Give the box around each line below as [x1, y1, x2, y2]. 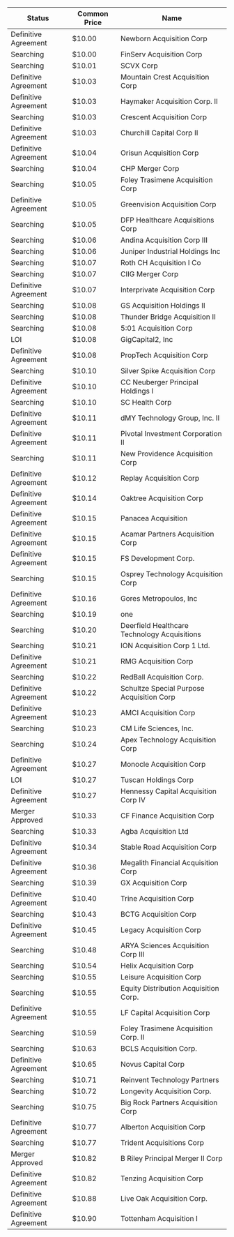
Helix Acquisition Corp [120, 961, 194, 970]
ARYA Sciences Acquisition [120, 941, 210, 950]
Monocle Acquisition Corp [120, 760, 206, 769]
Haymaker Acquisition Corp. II [120, 97, 218, 106]
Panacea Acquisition [120, 513, 188, 523]
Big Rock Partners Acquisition [120, 1098, 218, 1107]
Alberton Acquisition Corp [120, 1123, 205, 1132]
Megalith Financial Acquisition [120, 858, 219, 867]
